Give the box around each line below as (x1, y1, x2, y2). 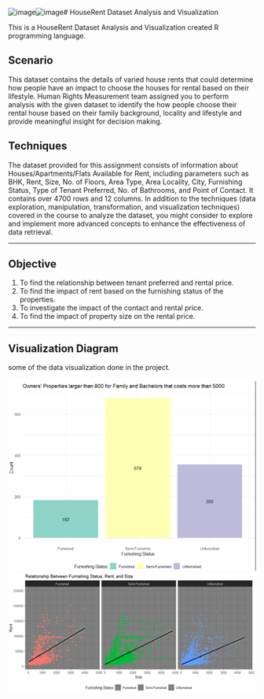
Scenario (8, 54, 53, 67)
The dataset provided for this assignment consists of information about (8, 160, 238, 169)
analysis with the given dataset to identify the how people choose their (8, 99, 237, 109)
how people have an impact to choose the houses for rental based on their (8, 83, 250, 92)
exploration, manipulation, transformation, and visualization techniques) (8, 202, 240, 212)
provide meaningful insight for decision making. (8, 116, 163, 126)
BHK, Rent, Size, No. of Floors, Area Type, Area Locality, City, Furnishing (8, 177, 243, 187)
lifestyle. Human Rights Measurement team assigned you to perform (8, 91, 229, 101)
